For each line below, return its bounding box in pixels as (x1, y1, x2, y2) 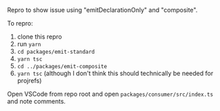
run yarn (17, 40, 41, 48)
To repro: (7, 19, 33, 27)
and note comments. (7, 97, 66, 105)
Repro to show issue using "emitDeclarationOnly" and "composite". (7, 6, 198, 14)
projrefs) (17, 77, 42, 85)
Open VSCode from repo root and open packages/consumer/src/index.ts (7, 90, 214, 98)
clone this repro (17, 32, 62, 41)
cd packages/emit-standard (17, 48, 95, 55)
